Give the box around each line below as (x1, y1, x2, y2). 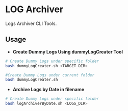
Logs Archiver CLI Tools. (5, 20, 57, 26)
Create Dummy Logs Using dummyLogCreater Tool (12, 48, 123, 54)
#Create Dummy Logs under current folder (5, 72, 95, 77)
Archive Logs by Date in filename (12, 87, 85, 93)
